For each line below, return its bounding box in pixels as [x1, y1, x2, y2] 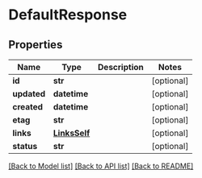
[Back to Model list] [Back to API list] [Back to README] [8, 161, 194, 171]
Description [98, 62, 144, 72]
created [12, 101, 43, 112]
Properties [8, 38, 63, 52]
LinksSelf [53, 127, 90, 139]
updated [12, 89, 46, 99]
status [12, 141, 38, 151]
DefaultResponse [8, 6, 128, 24]
